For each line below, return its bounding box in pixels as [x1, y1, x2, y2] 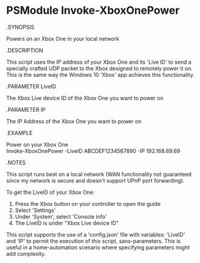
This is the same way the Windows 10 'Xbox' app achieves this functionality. [6, 71, 195, 78]
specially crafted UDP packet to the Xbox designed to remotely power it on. [6, 64, 193, 72]
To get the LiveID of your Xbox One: [6, 189, 95, 196]
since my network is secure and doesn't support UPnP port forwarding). [6, 177, 185, 184]
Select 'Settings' [14, 207, 56, 214]
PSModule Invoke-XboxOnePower [6, 4, 180, 17]
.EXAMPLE [6, 129, 33, 136]
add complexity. [6, 250, 46, 257]
